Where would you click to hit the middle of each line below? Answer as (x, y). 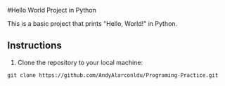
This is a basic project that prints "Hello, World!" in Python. (92, 23)
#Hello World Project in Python (52, 10)
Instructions (34, 46)
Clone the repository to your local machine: (80, 62)
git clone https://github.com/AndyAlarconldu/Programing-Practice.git (113, 75)
